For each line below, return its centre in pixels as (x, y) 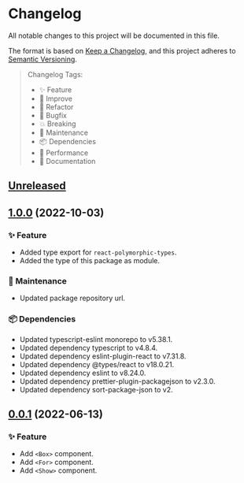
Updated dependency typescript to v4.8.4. (89, 347)
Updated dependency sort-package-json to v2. (96, 389)
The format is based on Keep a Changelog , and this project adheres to (122, 50)
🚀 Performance (64, 152)
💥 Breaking (57, 124)
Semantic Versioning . (43, 59)
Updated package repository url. (72, 298)
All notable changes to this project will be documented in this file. (114, 35)
